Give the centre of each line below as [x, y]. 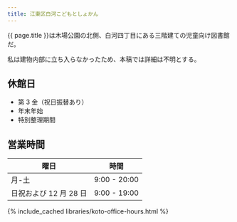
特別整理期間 [36, 120]
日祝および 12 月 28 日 [49, 194]
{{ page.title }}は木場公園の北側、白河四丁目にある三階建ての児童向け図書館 [118, 35]
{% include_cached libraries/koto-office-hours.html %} [88, 211]
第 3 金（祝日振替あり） [53, 102]
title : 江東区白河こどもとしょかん [53, 14]
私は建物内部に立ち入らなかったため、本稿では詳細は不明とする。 [104, 59]
